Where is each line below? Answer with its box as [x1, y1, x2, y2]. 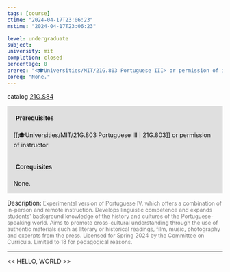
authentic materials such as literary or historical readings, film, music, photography [7, 225, 221, 233]
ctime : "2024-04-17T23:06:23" [7, 16, 94, 23]
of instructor [13, 140, 49, 149]
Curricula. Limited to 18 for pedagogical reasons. [7, 238, 133, 245]
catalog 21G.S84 [7, 92, 54, 100]
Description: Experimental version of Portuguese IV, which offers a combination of [7, 199, 222, 207]
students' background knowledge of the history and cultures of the [7, 212, 180, 220]
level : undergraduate [7, 35, 69, 42]
